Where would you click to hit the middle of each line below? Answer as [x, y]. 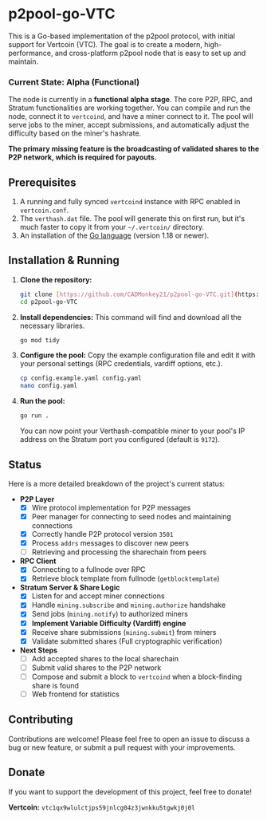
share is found [55, 685]
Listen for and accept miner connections [98, 596]
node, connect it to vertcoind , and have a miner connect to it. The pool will [131, 116]
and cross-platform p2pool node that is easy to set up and [150, 53]
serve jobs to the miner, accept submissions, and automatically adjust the [129, 125]
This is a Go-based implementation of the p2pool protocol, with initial [122, 36]
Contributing [41, 720]
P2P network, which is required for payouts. [82, 157]
